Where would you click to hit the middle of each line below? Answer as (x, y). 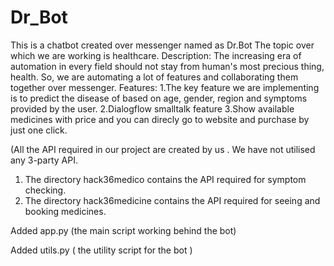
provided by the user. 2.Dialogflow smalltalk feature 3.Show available (152, 108)
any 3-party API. (44, 160)
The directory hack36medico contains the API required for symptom (165, 179)
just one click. (39, 130)
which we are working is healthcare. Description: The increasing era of (156, 55)
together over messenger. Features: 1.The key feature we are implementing (165, 87)
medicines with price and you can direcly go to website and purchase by (160, 119)
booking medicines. (65, 211)
